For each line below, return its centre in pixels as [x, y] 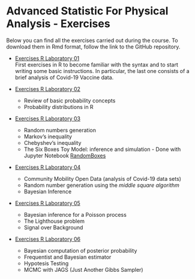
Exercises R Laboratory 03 [48, 119]
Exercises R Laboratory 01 [47, 58]
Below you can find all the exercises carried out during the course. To [92, 40]
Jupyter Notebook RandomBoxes [65, 155]
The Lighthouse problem [54, 221]
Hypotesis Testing [46, 263]
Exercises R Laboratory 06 [48, 239]
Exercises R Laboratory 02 [48, 89]
